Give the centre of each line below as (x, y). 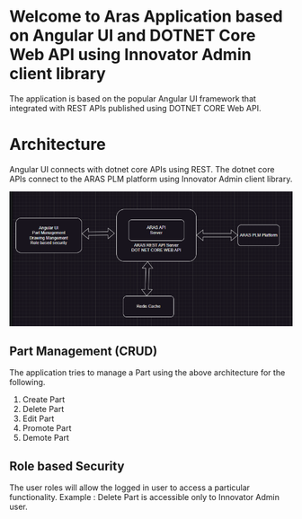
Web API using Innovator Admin (130, 55)
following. (27, 383)
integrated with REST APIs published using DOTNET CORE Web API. (135, 108)
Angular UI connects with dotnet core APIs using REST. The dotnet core (142, 169)
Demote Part (46, 438)
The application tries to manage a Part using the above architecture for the (147, 373)
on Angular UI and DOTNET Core (133, 35)
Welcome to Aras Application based (146, 17)
